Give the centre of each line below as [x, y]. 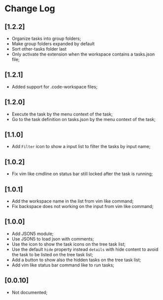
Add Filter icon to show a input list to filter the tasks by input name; [81, 147]
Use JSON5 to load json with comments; [53, 239]
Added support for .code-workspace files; [55, 87]
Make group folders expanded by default [53, 44]
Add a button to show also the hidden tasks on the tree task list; [76, 260]
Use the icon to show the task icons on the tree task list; [69, 244]
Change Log [30, 9]
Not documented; [30, 292]
